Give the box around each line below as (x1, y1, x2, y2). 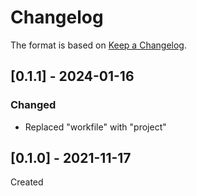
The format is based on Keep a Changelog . (10, 39, 187, 51)
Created (10, 176, 44, 188)
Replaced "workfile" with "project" (24, 121, 167, 133)
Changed (10, 98, 57, 112)
